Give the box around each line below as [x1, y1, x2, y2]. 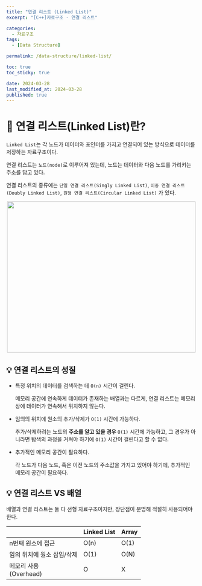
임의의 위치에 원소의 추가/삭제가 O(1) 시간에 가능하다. [14, 415, 140, 422]
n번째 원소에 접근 [9, 539, 55, 547]
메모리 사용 [9, 561, 39, 570]
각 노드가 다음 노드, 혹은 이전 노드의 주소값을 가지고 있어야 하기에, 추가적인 [14, 462, 191, 468]
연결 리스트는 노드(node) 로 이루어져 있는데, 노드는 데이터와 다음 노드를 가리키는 [6, 161, 192, 169]
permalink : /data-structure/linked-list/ [6, 53, 112, 59]
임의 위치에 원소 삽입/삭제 [9, 550, 78, 559]
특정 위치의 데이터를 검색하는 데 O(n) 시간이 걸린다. [14, 382, 136, 389]
